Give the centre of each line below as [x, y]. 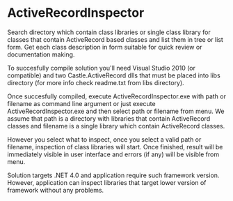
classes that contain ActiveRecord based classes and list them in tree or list [115, 39]
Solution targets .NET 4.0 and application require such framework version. [113, 175]
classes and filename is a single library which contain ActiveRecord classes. [116, 126]
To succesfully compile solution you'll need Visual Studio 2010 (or [102, 68]
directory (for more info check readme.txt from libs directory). [96, 82]
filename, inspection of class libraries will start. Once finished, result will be [115, 147]
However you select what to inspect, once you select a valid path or [104, 139]
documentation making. [41, 54]
